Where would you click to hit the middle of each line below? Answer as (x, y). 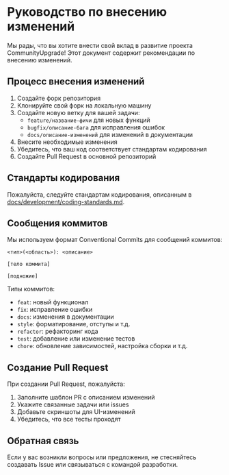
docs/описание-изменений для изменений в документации (110, 134)
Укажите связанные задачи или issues (73, 404)
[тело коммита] (29, 265)
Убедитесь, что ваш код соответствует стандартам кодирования (112, 149)
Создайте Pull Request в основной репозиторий (86, 156)
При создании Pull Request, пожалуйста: (66, 384)
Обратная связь (43, 440)
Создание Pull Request (58, 367)
